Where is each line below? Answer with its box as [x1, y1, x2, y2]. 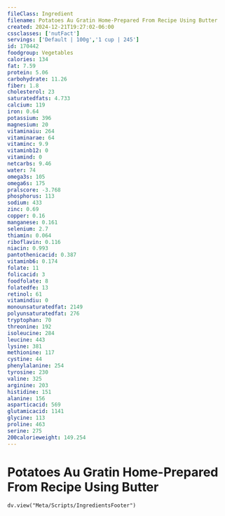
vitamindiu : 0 [7, 297, 49, 304]
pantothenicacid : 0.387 [7, 252, 77, 259]
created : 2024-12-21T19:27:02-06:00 [7, 23, 114, 30]
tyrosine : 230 [7, 369, 49, 376]
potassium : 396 [7, 114, 52, 121]
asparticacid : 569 [7, 401, 61, 409]
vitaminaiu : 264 [7, 128, 55, 135]
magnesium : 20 [7, 121, 49, 128]
